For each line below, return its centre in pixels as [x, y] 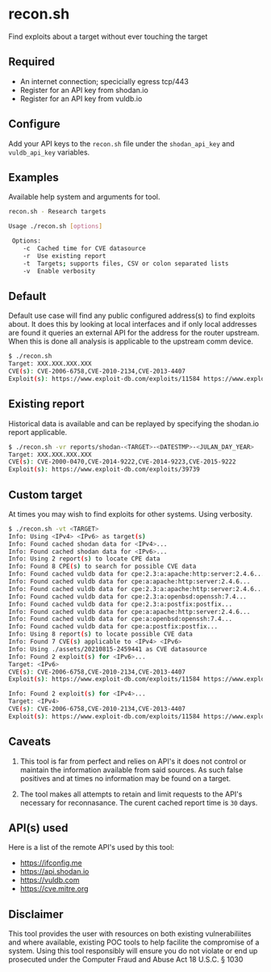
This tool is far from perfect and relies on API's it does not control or [133, 761]
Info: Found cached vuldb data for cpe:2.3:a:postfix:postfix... [120, 604]
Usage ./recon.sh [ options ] [56, 226]
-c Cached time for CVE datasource [85, 248]
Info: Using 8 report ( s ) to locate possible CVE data [101, 634]
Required [31, 62]
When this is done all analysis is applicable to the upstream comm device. [131, 341]
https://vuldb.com [50, 880]
